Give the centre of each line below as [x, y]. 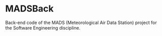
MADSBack [30, 9]
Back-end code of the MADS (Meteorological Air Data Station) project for [81, 22]
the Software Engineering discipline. [43, 27]
